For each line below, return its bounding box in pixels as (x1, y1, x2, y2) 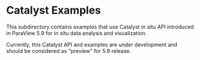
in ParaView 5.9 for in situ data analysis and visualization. (6, 29, 147, 36)
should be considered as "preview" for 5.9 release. (6, 47, 131, 54)
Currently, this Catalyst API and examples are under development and (6, 41, 178, 48)
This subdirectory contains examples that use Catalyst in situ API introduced (6, 23, 194, 30)
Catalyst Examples (6, 4, 101, 17)
